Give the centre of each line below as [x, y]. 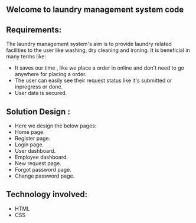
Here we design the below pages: [55, 126]
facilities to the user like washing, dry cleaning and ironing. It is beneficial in [98, 50]
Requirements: [34, 30]
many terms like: [26, 57]
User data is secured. [41, 93]
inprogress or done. [39, 87]
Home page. [30, 132]
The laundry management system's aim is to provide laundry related [89, 44]
